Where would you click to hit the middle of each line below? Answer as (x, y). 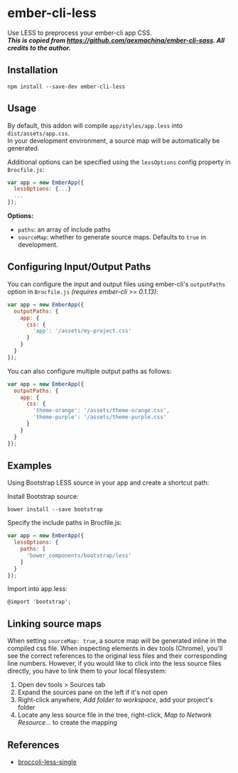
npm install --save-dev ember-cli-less (66, 87)
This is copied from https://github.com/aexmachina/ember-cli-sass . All (116, 40)
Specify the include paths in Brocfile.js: (65, 523)
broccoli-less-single (47, 762)
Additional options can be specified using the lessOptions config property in (119, 162)
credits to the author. (39, 48)
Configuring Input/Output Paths (79, 267)
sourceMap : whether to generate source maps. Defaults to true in (112, 237)
